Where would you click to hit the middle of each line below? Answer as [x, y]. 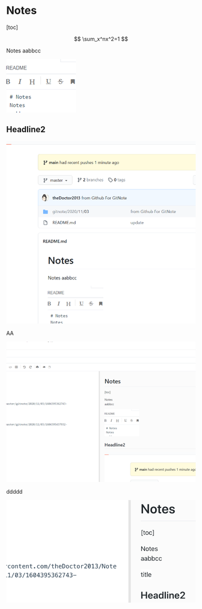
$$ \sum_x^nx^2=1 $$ [101, 39]
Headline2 [26, 129]
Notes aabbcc [23, 50]
